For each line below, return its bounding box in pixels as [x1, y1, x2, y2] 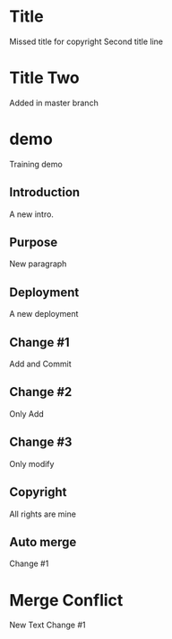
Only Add [9, 408, 45, 419]
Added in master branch [9, 97, 99, 108]
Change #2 [9, 384, 73, 400]
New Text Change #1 [9, 619, 86, 631]
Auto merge [9, 534, 77, 550]
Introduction [9, 184, 81, 200]
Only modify [9, 458, 55, 469]
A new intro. [9, 209, 54, 220]
